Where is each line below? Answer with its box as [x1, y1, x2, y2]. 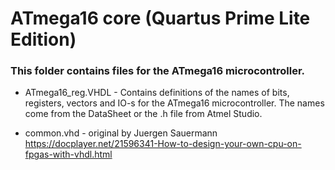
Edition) [10, 28, 77, 51]
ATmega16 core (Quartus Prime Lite [10, 7, 311, 30]
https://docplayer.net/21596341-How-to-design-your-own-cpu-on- [24, 138, 302, 150]
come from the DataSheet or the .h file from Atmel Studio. [24, 108, 263, 120]
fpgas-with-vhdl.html [24, 148, 113, 161]
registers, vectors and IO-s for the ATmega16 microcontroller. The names [24, 97, 325, 109]
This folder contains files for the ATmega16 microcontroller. [10, 64, 306, 78]
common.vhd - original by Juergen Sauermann [24, 127, 218, 139]
